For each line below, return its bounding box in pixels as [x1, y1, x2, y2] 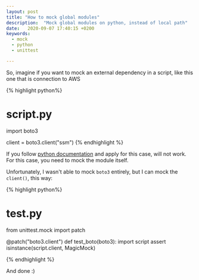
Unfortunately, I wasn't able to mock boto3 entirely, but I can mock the [6, 168, 178, 175]
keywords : [6, 31, 31, 37]
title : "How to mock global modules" [6, 14, 100, 20]
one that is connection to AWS [6, 75, 80, 82]
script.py [6, 108, 52, 121]
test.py [6, 206, 42, 220]
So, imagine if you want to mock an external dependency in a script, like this [6, 69, 194, 76]
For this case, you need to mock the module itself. [6, 156, 129, 163]
